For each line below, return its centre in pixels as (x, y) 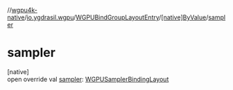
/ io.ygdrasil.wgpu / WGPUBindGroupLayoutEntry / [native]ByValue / (116, 17)
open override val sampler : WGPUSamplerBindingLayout (88, 79)
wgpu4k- (25, 10)
